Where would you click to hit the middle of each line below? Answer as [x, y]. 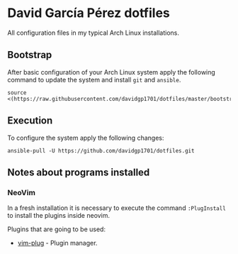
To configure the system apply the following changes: [86, 138]
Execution [30, 121]
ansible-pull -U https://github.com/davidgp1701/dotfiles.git [101, 150]
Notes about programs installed [79, 172]
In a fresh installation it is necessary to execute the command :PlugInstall [117, 208]
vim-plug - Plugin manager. [57, 243]
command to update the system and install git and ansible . [94, 79]
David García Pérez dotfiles [89, 13]
